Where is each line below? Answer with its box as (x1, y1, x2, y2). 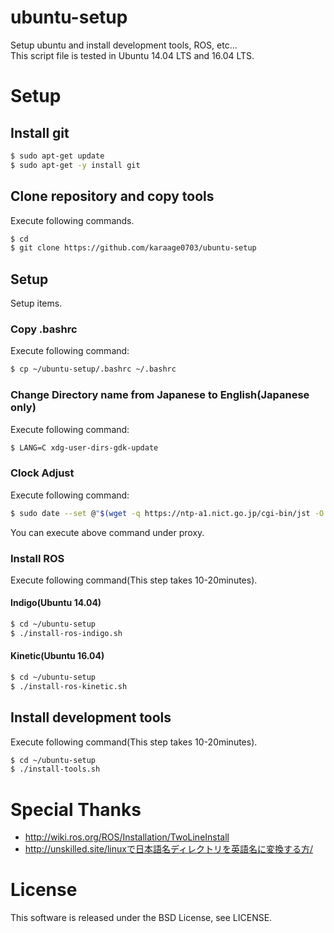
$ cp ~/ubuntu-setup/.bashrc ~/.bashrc (10, 364, 177, 375)
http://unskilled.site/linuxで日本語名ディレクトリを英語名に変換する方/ (24, 843, 313, 855)
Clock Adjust (10, 466, 75, 480)
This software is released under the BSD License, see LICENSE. (10, 912, 273, 924)
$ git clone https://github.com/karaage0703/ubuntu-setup (10, 243, 257, 253)
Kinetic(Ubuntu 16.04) (10, 650, 105, 662)
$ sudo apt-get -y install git (10, 160, 141, 170)
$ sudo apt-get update (10, 151, 105, 161)
